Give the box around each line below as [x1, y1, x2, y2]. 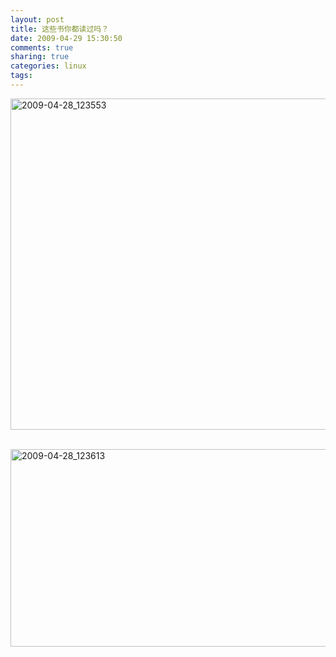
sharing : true [10, 52, 70, 62]
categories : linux [10, 61, 87, 71]
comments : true [10, 42, 74, 53]
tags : [10, 71, 33, 81]
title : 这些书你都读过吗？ [10, 24, 110, 34]
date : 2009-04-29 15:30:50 [10, 33, 123, 43]
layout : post [10, 14, 65, 25]
